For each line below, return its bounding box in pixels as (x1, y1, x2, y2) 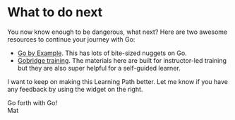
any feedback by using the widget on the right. (7, 85, 143, 93)
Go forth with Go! (7, 98, 58, 107)
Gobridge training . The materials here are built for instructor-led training (17, 56, 227, 64)
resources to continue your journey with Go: (7, 35, 135, 43)
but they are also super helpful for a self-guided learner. (17, 64, 181, 72)
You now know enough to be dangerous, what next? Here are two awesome (7, 28, 228, 36)
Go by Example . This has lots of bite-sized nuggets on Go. (17, 49, 187, 57)
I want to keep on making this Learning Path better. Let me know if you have (7, 77, 228, 85)
